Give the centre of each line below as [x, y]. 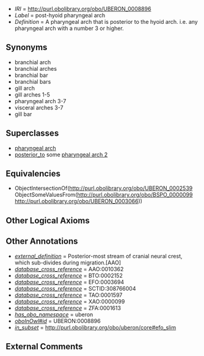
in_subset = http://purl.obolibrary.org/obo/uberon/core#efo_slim [95, 327]
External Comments [44, 347]
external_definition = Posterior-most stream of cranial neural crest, [98, 256]
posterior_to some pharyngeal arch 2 [61, 154]
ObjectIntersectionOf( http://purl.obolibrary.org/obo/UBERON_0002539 [104, 188]
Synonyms [27, 47]
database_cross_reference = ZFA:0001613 [68, 308]
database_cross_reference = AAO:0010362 [69, 269]
